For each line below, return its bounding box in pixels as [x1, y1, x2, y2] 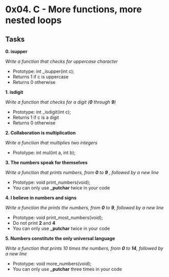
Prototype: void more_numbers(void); [12, 261, 92, 267]
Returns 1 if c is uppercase [12, 74, 69, 80]
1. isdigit [5, 89, 23, 95]
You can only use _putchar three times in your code [12, 266, 123, 272]
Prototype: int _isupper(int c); [12, 68, 75, 74]
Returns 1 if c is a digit [12, 114, 59, 120]
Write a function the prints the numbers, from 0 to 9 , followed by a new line [5, 205, 164, 210]
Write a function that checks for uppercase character [5, 58, 118, 65]
